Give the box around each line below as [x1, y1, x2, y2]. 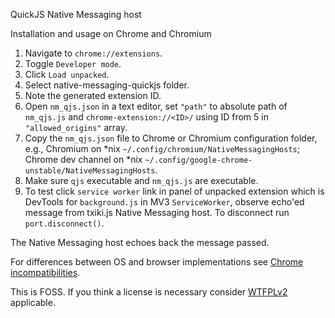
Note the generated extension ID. [24, 90, 162, 101]
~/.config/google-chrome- [144, 155, 253, 165]
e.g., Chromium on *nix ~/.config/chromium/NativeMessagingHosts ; [24, 143, 300, 154]
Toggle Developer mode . [24, 58, 122, 69]
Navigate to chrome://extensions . [24, 47, 163, 59]
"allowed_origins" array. [24, 122, 128, 133]
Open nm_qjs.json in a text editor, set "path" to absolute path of [24, 100, 288, 112]
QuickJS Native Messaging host [10, 9, 142, 20]
